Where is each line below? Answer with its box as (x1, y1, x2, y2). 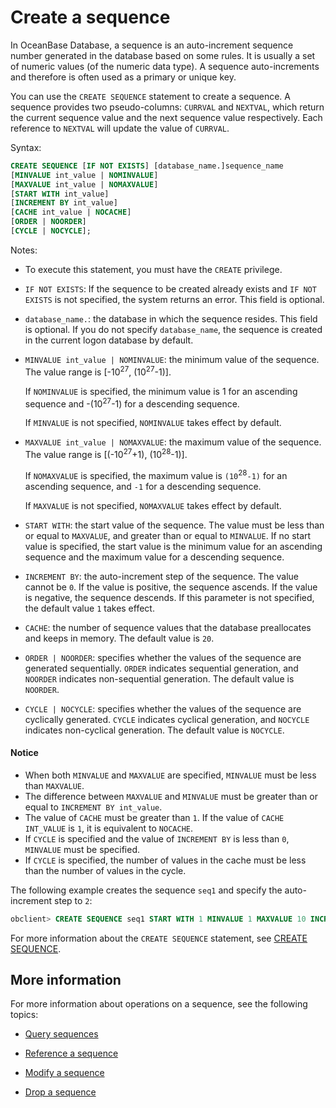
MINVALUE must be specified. (24, 843, 140, 855)
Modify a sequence (24, 1067, 105, 1079)
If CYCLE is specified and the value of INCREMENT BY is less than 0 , (24, 832, 290, 845)
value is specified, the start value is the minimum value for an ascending (24, 540, 323, 552)
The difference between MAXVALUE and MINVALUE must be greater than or (24, 790, 318, 802)
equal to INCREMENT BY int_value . (24, 801, 163, 813)
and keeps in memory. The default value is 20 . (24, 632, 215, 644)
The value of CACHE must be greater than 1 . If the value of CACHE (24, 811, 285, 823)
